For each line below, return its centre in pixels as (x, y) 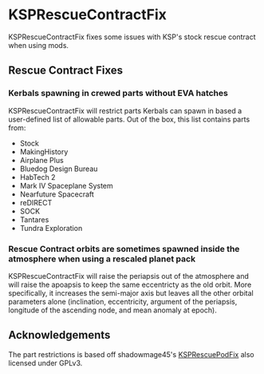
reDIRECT (36, 202)
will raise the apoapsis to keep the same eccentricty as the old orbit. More (130, 284)
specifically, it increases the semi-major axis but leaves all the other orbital (131, 292)
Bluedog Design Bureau (59, 169)
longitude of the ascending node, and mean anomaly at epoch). (112, 310)
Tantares (34, 219)
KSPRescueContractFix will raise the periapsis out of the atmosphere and (129, 276)
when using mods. (39, 45)
